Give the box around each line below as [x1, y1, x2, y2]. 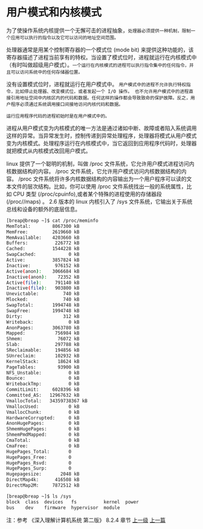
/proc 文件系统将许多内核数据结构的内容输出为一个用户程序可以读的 [18, 175, 187, 182]
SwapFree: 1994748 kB [6, 307, 80, 314]
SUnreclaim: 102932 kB [6, 353, 80, 359]
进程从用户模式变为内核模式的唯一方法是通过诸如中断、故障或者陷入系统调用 [6, 124, 197, 131]
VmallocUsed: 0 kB [6, 404, 80, 410]
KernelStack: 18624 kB [6, 358, 80, 364]
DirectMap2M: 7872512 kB [6, 482, 80, 488]
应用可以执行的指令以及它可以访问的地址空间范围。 [10, 35, 119, 41]
